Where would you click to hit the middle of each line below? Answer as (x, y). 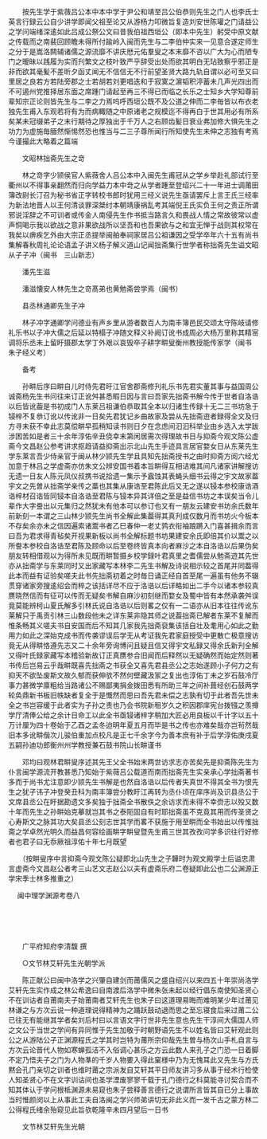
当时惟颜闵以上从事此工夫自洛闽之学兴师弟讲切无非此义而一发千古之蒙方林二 (133, 1100)
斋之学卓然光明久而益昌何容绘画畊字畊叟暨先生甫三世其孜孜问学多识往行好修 (133, 832)
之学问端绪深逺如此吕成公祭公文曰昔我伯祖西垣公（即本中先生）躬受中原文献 (133, 31)
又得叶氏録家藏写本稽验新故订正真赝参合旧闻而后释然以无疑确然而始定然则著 (133, 655)
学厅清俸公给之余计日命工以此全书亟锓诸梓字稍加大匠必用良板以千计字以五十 (133, 715)
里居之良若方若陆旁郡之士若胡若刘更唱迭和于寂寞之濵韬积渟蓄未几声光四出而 (133, 81)
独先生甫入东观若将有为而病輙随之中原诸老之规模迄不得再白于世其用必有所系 (133, 111)
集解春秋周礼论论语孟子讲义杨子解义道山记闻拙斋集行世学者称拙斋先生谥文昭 (133, 245)
